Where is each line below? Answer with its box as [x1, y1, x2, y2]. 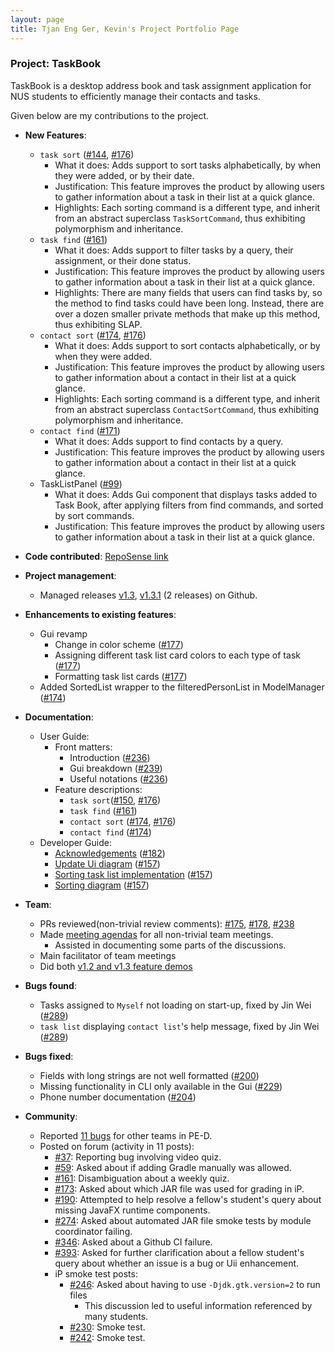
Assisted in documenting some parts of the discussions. [54, 939, 287, 951]
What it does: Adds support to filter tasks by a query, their [54, 244, 294, 256]
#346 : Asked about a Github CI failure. [54, 1236, 213, 1248]
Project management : [24, 569, 117, 581]
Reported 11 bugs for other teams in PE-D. [39, 1129, 213, 1141]
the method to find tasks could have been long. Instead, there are [54, 297, 325, 309]
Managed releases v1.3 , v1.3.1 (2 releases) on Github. [39, 589, 258, 601]
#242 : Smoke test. [69, 1331, 146, 1343]
